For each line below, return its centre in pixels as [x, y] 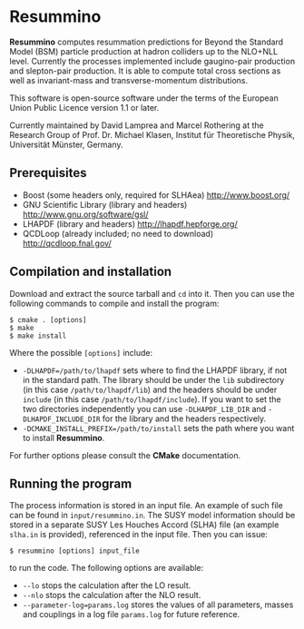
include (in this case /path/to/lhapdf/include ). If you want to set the [152, 399]
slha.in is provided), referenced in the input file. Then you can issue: [138, 535]
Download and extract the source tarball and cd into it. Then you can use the [152, 293]
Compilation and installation [91, 272]
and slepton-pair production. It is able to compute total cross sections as [145, 71]
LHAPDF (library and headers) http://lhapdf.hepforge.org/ [130, 223]
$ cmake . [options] [49, 319]
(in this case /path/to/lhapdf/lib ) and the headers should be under [150, 389]
